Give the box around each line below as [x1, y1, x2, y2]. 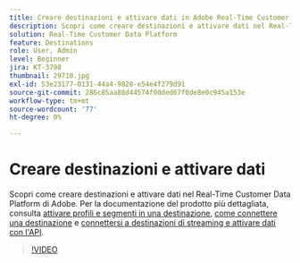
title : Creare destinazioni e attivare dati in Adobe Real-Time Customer [9, 13, 290, 22]
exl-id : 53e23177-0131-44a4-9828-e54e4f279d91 [9, 80, 186, 89]
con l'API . [9, 227, 45, 238]
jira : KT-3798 [9, 64, 62, 72]
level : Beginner [9, 55, 70, 64]
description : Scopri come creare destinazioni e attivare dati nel [9, 21, 266, 30]
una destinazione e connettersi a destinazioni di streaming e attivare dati [9, 217, 277, 228]
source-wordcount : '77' [9, 105, 98, 114]
